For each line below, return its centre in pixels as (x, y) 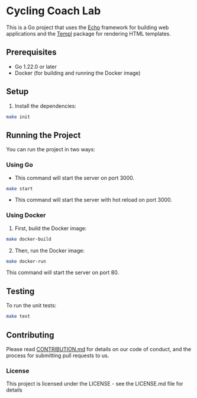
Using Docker (26, 215)
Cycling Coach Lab (54, 11)
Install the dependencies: (46, 106)
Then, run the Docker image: (49, 250)
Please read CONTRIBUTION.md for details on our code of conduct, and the (98, 349)
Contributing (30, 335)
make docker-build (29, 239)
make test (18, 316)
